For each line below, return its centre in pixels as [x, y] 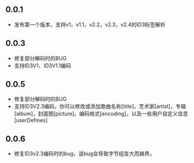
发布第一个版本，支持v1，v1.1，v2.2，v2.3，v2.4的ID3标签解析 [90, 24]
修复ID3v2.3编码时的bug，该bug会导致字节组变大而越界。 [84, 154]
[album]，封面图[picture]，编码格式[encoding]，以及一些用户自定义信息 [101, 114]
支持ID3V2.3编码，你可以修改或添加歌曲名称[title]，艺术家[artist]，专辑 [100, 106]
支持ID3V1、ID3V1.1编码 [43, 65]
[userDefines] [31, 120]
